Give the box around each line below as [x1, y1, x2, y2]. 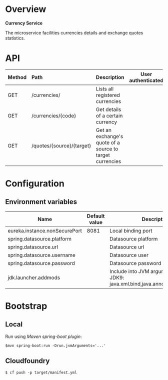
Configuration [5, 178, 65, 189]
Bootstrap [5, 300, 47, 312]
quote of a [95, 139, 120, 146]
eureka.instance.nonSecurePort [7, 227, 82, 234]
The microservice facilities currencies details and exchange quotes [5, 29, 143, 35]
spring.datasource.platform [7, 235, 71, 242]
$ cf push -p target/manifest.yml [5, 370, 77, 375]
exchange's [95, 132, 123, 139]
